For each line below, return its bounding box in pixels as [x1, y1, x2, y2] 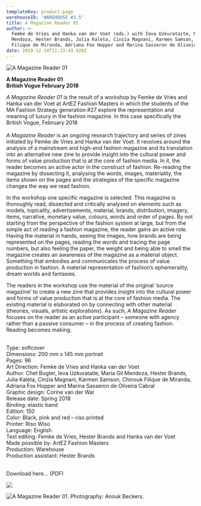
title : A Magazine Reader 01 [6, 20, 79, 26]
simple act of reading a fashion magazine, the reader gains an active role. [6, 225, 187, 233]
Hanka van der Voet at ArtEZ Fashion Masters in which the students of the [6, 100, 189, 107]
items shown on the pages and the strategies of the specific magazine [6, 176, 179, 183]
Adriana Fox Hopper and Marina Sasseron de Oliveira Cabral [6, 382, 155, 389]
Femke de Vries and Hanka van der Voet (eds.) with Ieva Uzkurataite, [11, 31, 191, 37]
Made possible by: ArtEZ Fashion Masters [6, 439, 109, 446]
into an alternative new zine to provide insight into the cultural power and [6, 151, 186, 158]
